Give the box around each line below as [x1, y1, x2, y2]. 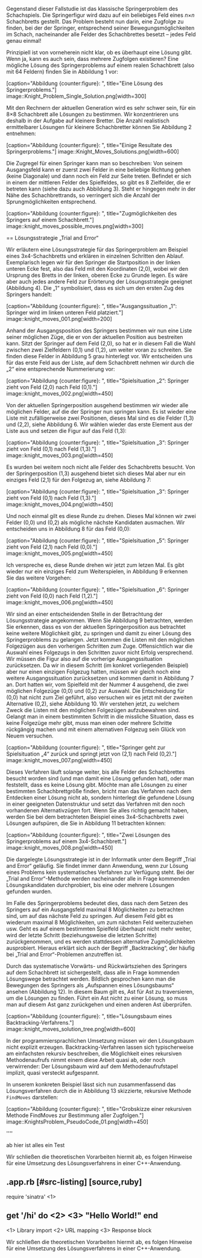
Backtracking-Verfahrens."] [6, 1019, 74, 1026]
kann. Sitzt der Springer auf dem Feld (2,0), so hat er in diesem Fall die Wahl [6, 340, 196, 347]
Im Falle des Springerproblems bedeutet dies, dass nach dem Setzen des [6, 900, 188, 906]
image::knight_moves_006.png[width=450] [6, 599, 113, 605]
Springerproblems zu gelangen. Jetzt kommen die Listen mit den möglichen [6, 636, 195, 643]
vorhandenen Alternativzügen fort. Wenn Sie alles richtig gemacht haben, [6, 807, 189, 814]
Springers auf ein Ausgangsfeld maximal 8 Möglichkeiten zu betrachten [6, 906, 185, 913]
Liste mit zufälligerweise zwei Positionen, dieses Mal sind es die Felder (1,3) [6, 414, 194, 422]
